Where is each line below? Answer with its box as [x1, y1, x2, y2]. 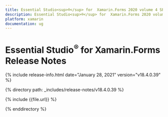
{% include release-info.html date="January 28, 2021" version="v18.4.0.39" [5, 72, 161, 78]
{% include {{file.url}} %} [5, 96, 57, 102]
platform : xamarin [5, 16, 43, 21]
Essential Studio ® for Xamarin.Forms [5, 43, 160, 56]
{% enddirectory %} [5, 106, 46, 112]
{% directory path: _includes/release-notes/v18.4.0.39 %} [5, 87, 124, 93]
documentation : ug [5, 21, 43, 26]
